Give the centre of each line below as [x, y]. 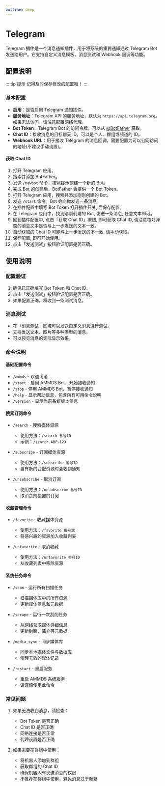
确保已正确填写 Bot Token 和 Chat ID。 [52, 288]
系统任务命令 [18, 575]
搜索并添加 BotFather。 [36, 176]
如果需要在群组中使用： [36, 750]
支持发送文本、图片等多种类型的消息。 [51, 332]
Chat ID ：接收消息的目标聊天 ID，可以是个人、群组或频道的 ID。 [78, 134]
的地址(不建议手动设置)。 [38, 146]
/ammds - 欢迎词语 [30, 376]
